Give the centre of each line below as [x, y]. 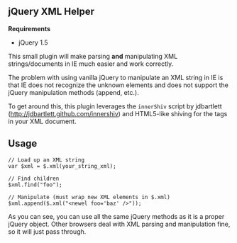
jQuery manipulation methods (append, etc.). [73, 92]
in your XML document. [42, 121]
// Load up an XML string [46, 160]
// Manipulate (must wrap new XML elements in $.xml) [89, 197]
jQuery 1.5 [33, 43]
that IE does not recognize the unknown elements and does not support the [118, 85]
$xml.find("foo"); [35, 185]
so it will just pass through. [47, 231]
